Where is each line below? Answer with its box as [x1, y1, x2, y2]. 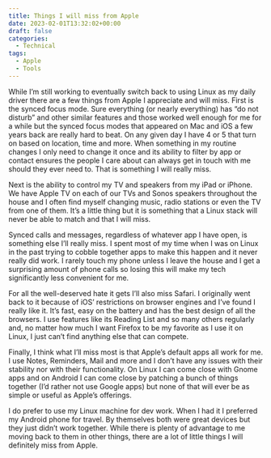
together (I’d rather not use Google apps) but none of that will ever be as [8, 381, 250, 391]
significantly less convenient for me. [8, 273, 129, 282]
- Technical [15, 42, 57, 50]
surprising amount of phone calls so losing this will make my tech [8, 264, 227, 274]
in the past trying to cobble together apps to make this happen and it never [8, 247, 258, 257]
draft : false [8, 27, 53, 35]
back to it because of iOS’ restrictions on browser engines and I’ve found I [8, 297, 256, 307]
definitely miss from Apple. [8, 440, 99, 450]
